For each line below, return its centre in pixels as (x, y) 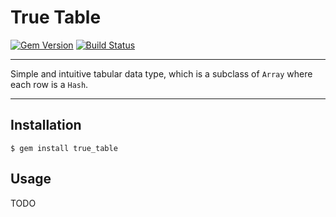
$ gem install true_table (64, 148)
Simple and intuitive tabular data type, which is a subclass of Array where (161, 73)
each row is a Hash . (49, 84)
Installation (46, 125)
